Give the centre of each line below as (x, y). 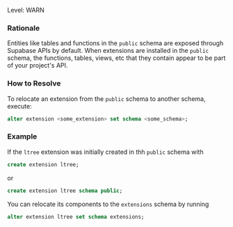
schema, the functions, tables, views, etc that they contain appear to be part (116, 58)
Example (22, 136)
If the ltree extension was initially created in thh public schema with (105, 152)
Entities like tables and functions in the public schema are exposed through (115, 43)
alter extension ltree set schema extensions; (76, 217)
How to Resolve (34, 84)
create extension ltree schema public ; (65, 191)
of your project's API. (38, 65)
